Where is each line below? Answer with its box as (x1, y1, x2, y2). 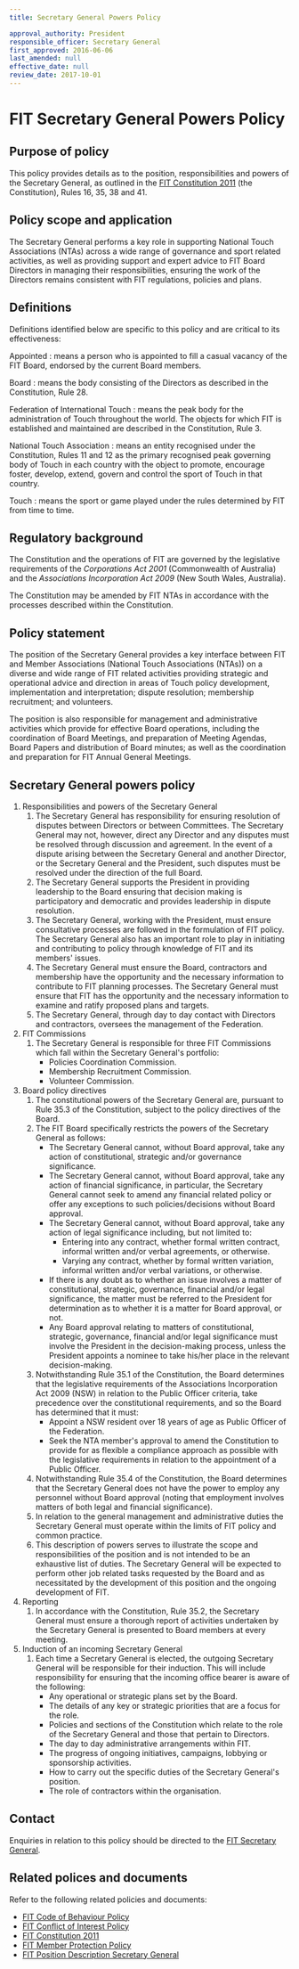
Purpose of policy (9, 144, 109, 159)
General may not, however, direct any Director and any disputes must (35, 829, 289, 840)
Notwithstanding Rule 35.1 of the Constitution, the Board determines (35, 1368, 285, 1379)
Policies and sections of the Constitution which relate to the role (48, 1719, 283, 1729)
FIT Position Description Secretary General (21, 1949, 180, 1960)
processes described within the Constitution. (9, 600, 174, 610)
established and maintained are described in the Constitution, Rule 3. (9, 422, 263, 433)
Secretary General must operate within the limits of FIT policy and (35, 1520, 277, 1531)
